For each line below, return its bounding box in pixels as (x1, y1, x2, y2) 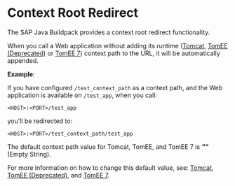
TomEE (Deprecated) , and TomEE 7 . (7, 171, 110, 179)
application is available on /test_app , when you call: (7, 91, 158, 99)
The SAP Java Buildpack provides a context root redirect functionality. (7, 28, 210, 36)
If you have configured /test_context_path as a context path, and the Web (7, 83, 223, 92)
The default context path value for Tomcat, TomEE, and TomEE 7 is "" (7, 142, 209, 151)
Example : (7, 70, 35, 78)
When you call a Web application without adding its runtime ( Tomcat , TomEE (7, 41, 228, 50)
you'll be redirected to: (7, 117, 73, 125)
